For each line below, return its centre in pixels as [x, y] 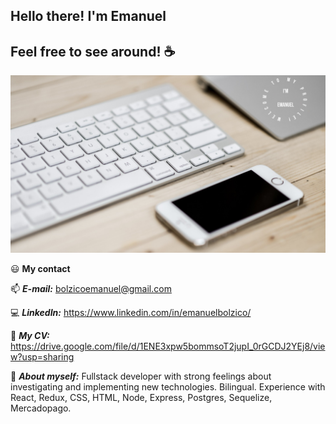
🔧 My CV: [30, 335]
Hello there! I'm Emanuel [88, 16]
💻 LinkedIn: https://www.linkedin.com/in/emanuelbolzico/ [131, 312]
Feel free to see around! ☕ [93, 51]
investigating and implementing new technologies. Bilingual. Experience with [168, 386]
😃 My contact [40, 268]
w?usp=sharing [42, 356]
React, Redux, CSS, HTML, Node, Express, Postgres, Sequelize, [141, 397]
